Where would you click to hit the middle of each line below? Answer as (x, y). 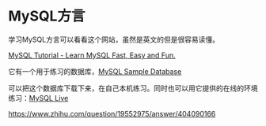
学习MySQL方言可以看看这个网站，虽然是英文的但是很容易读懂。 (114, 39)
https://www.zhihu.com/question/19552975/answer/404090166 (112, 113)
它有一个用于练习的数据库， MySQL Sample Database (95, 71)
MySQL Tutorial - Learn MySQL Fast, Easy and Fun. (92, 55)
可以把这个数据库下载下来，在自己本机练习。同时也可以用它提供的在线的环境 (133, 88)
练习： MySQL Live (38, 98)
